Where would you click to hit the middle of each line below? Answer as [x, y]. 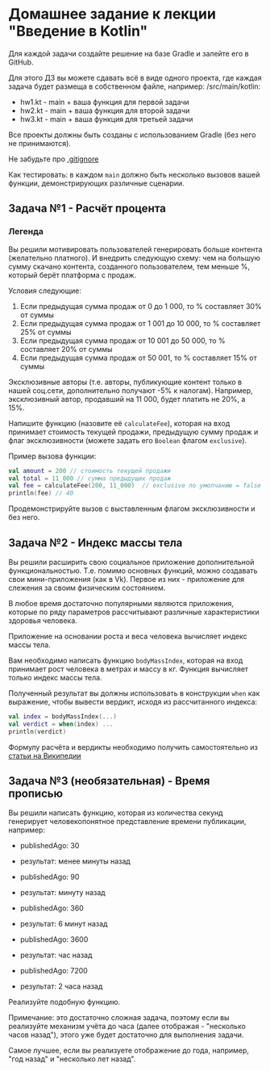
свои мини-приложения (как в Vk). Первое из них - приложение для [127, 579]
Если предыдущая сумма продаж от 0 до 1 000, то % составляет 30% [141, 306]
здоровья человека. [43, 620]
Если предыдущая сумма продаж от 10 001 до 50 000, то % [123, 341]
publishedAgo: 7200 [54, 971]
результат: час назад [56, 955]
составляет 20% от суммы [66, 349]
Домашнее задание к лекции [112, 14]
